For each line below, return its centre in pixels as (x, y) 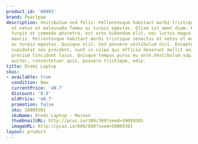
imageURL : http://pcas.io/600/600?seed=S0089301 (72, 126)
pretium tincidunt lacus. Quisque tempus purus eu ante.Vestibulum (96, 55)
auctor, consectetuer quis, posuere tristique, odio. (79, 61)
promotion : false (33, 104)
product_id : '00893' (32, 11)
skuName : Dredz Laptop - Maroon (51, 115)
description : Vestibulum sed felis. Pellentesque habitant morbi (88, 22)
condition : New (30, 83)
